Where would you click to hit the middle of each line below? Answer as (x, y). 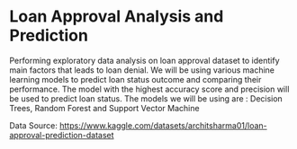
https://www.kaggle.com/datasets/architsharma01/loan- (163, 125)
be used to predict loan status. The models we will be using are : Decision (146, 98)
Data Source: (34, 125)
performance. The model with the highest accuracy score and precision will (149, 89)
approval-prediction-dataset (62, 135)
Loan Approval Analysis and (117, 17)
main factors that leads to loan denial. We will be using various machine (142, 70)
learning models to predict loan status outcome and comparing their (135, 79)
